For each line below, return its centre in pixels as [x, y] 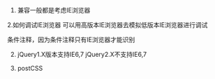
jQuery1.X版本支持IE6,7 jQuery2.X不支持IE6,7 [82, 54]
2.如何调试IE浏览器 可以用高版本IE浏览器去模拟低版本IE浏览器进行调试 [107, 25]
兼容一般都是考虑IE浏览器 [54, 10]
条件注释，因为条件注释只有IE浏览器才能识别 [71, 39]
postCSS [30, 68]
